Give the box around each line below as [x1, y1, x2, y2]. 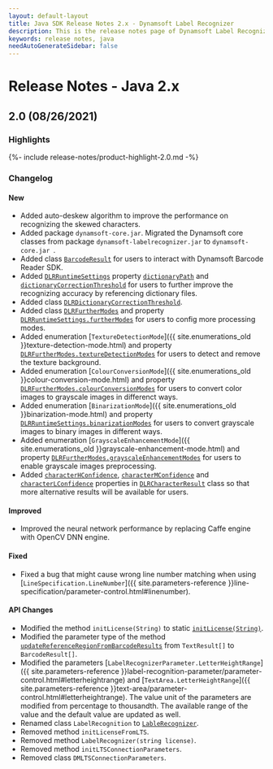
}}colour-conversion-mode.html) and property [19, 375, 175, 384]
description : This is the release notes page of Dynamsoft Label [8, 27, 234, 35]
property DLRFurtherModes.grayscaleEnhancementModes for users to [19, 453, 241, 463]
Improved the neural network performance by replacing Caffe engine [19, 524, 251, 533]
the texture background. [19, 358, 102, 367]
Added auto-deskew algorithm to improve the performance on [19, 211, 229, 220]
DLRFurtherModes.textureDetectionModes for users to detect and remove [19, 349, 262, 358]
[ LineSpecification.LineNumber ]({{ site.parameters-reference [19, 578, 227, 588]
